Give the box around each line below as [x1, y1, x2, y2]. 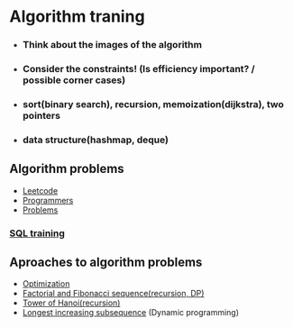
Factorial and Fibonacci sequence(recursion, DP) [22, 288, 205, 299]
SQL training [9, 227, 66, 240]
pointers [22, 109, 61, 122]
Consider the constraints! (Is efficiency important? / [22, 63, 255, 76]
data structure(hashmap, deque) [22, 133, 169, 146]
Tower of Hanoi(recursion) [22, 297, 121, 308]
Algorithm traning [9, 6, 146, 27]
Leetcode [22, 185, 59, 195]
